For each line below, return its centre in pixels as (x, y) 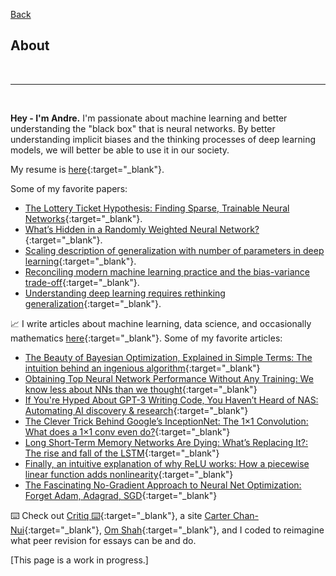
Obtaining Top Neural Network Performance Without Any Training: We (169, 378)
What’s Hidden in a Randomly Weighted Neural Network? (142, 229)
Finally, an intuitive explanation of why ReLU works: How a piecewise (167, 463)
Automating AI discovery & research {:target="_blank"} (136, 410)
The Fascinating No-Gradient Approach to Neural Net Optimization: (163, 485)
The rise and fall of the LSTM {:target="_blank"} (122, 453)
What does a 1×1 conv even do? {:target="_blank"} (127, 431)
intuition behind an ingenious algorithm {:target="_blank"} (142, 368)
